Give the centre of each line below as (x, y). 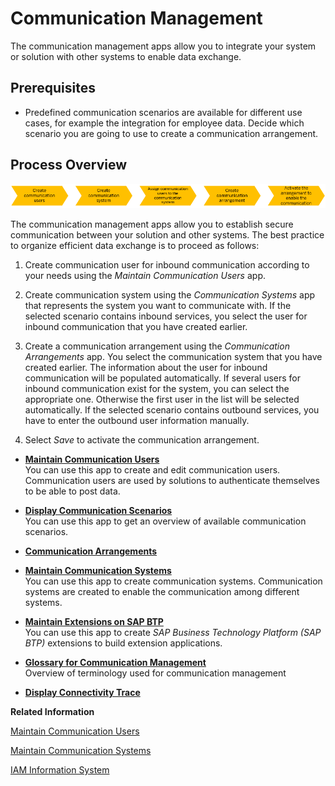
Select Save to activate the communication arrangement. (142, 440)
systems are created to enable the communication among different (162, 592)
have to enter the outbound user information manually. (137, 421)
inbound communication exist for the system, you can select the (157, 389)
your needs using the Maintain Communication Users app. (145, 276)
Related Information (52, 712)
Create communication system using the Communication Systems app (170, 295)
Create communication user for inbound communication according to (167, 265)
